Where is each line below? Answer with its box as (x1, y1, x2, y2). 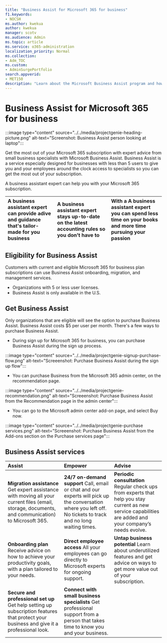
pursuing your (111, 228, 146, 235)
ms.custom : (5, 63, 28, 68)
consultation (114, 477, 145, 484)
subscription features (7, 608, 58, 615)
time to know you (64, 624, 104, 630)
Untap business (114, 535, 153, 541)
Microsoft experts (64, 563, 105, 569)
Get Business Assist (5, 304, 69, 313)
